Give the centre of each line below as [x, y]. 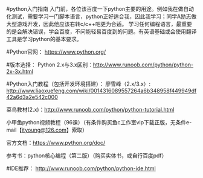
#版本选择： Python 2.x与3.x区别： [50, 65]
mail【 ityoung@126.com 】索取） [47, 130]
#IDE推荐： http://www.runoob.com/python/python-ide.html [81, 168]
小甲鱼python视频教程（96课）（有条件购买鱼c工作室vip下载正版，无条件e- [99, 122]
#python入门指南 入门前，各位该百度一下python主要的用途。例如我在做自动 [100, 9]
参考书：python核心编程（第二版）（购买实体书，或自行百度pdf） [87, 155]
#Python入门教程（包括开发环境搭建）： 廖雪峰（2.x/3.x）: [79, 84]
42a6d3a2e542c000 [32, 97]
